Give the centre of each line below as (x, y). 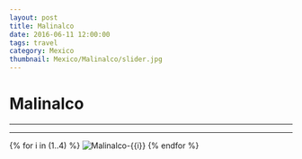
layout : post (34, 18)
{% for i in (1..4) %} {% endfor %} (104, 146)
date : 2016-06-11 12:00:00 (60, 34)
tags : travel (34, 43)
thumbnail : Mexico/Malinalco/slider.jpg (86, 59)
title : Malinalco (42, 26)
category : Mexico (42, 51)
